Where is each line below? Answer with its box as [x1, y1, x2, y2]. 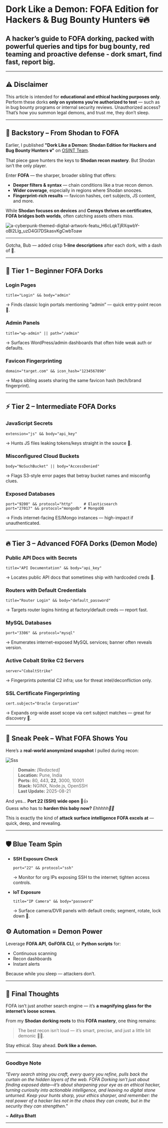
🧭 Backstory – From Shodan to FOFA [5, 129, 119, 137]
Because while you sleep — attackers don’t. [5, 970, 96, 977]
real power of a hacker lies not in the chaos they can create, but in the [5, 1098, 151, 1104]
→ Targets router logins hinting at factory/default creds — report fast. [5, 607, 148, 613]
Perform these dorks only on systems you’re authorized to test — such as [5, 99, 160, 105]
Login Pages [5, 281, 36, 288]
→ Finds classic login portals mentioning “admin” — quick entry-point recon [5, 302, 162, 308]
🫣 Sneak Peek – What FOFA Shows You [5, 734, 128, 743]
